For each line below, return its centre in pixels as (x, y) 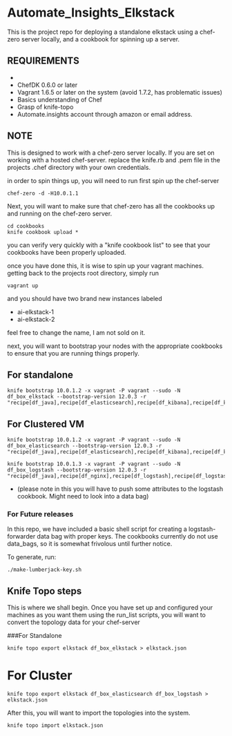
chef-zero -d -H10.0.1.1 (43, 193)
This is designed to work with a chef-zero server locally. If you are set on (111, 153)
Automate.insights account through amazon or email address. (105, 114)
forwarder (21, 536)
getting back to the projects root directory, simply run (83, 273)
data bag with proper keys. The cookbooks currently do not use (128, 536)
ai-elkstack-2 (36, 319)
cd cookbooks (26, 226)
